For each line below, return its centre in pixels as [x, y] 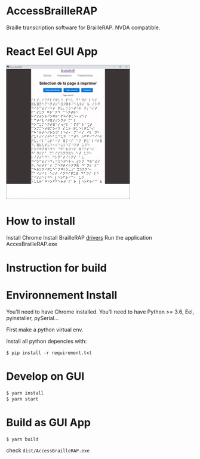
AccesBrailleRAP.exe [32, 244]
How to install [41, 221]
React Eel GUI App [52, 52]
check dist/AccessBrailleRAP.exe [48, 450]
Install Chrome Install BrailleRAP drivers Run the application [79, 237]
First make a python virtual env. [45, 330]
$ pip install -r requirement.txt [49, 353]
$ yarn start [22, 399]
